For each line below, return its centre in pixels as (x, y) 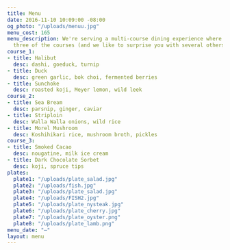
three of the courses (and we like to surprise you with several (108, 45)
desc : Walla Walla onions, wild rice (67, 122)
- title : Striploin (35, 115)
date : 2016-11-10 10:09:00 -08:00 (56, 20)
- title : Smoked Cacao (39, 147)
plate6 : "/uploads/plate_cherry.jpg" (67, 211)
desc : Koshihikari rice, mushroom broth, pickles (85, 134)
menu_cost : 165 (29, 33)
